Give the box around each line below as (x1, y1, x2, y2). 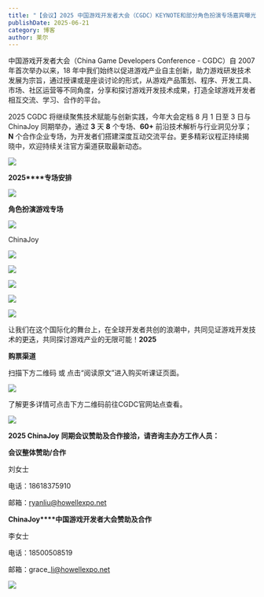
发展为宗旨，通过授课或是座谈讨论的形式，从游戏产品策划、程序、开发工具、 (8, 76, 256, 85)
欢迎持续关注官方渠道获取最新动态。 (28, 142, 146, 151)
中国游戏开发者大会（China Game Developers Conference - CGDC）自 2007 (8, 56, 255, 65)
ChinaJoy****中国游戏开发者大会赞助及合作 (8, 514, 152, 524)
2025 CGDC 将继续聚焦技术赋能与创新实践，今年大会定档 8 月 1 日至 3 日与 (8, 112, 251, 122)
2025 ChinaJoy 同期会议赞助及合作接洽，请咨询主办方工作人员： (8, 431, 220, 440)
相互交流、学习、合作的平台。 (8, 95, 104, 105)
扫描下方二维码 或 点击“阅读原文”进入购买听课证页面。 (8, 368, 184, 378)
